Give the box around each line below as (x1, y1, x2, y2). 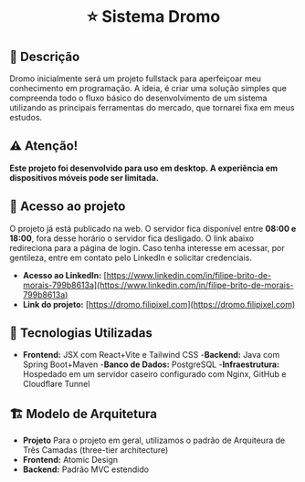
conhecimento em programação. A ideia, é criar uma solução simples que (9, 83, 288, 93)
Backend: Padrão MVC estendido (22, 464, 149, 475)
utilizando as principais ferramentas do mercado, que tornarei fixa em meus (9, 102, 295, 113)
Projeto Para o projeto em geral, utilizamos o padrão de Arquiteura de (22, 435, 286, 446)
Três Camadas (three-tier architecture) (22, 445, 169, 456)
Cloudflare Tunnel (22, 379, 90, 390)
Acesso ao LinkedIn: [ (22, 269, 107, 280)
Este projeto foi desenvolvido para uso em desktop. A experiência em (9, 162, 279, 173)
